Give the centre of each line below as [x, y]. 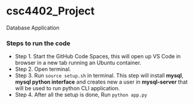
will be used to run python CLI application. [67, 88]
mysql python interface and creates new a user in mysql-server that [101, 82]
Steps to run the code [38, 43]
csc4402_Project [51, 11]
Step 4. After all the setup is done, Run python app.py [81, 95]
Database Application [33, 28]
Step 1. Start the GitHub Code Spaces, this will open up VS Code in [98, 57]
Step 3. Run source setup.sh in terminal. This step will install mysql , [99, 76]
